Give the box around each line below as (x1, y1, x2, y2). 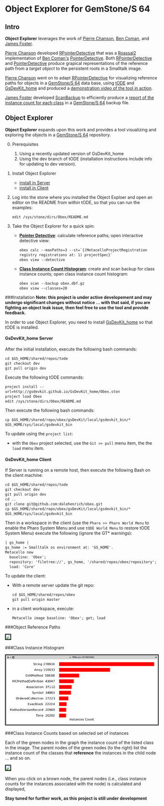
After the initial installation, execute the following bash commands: (5, 346, 137, 352)
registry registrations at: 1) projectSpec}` (19, 252, 113, 258)
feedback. (5, 309, 26, 316)
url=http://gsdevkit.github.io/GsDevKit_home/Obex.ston (5, 389, 120, 394)
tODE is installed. (5, 324, 39, 330)
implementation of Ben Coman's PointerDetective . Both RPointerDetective (5, 55, 152, 61)
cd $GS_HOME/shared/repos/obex (12, 593, 75, 597)
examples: (12, 205, 33, 210)
